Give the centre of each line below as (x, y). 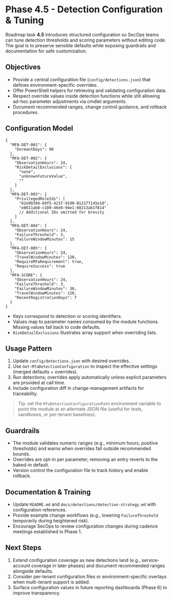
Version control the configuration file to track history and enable (80, 471)
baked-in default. (31, 465)
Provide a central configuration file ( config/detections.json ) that (81, 79)
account (22, 566)
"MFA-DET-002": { (28, 158)
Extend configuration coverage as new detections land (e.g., (77, 560)
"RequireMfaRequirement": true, (49, 261)
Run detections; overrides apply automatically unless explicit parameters (90, 377)
